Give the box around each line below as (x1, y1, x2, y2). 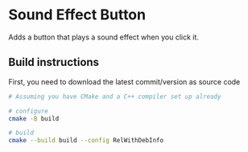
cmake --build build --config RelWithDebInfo (8, 137, 163, 145)
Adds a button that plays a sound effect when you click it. (8, 32, 200, 42)
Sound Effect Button (8, 6, 147, 24)
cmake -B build (8, 114, 60, 122)
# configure (8, 107, 48, 115)
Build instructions (8, 55, 99, 69)
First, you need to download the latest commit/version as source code (8, 76, 241, 86)
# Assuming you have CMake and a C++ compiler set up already (8, 92, 221, 101)
